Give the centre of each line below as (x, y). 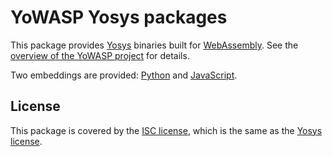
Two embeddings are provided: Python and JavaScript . (124, 75)
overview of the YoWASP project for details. (100, 55)
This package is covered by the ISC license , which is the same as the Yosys (166, 130)
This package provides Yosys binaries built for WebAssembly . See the (154, 45)
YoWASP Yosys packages (119, 17)
